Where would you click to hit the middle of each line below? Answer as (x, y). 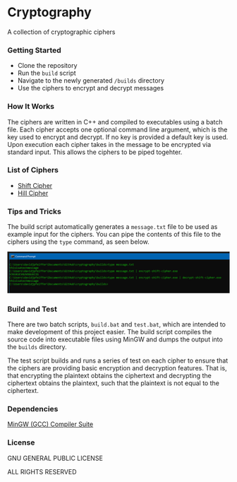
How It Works (31, 107)
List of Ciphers (33, 170)
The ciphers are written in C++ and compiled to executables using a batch (115, 122)
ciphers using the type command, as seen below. (78, 242)
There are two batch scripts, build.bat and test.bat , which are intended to (116, 324)
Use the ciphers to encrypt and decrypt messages (91, 88)
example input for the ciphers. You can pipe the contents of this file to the (114, 235)
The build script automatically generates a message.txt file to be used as (113, 227)
